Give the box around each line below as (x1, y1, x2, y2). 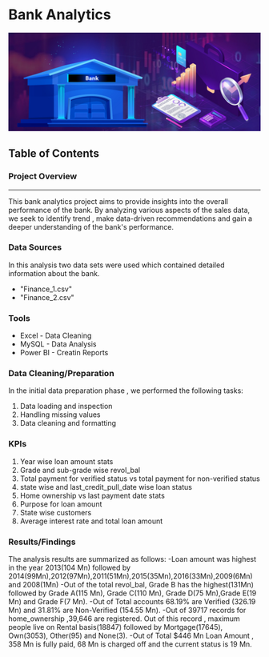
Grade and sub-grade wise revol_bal (19, 465, 141, 475)
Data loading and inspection (19, 402, 113, 411)
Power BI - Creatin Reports (19, 348, 109, 358)
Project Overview (8, 170, 78, 182)
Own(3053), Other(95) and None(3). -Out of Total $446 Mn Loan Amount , (8, 631, 255, 640)
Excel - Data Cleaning (19, 331, 92, 341)
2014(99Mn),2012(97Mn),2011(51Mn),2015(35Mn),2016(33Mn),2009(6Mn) (8, 571, 254, 581)
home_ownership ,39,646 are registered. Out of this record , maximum (8, 614, 240, 623)
